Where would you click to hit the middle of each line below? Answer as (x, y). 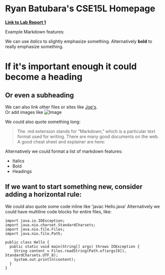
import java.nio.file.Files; (35, 229)
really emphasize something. (34, 46)
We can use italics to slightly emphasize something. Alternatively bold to (79, 41)
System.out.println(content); (45, 259)
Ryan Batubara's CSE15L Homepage (80, 9)
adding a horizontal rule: (44, 194)
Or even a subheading (40, 95)
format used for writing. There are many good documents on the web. (88, 137)
